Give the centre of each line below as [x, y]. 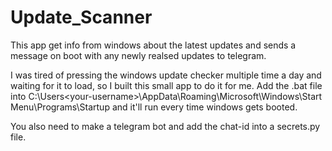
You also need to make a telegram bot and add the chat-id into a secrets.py [165, 126]
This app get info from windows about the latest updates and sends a [153, 45]
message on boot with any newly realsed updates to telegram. [138, 55]
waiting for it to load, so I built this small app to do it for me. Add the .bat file [166, 85]
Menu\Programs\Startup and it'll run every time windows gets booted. [154, 107]
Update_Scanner [81, 17]
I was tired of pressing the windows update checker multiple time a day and [166, 75]
